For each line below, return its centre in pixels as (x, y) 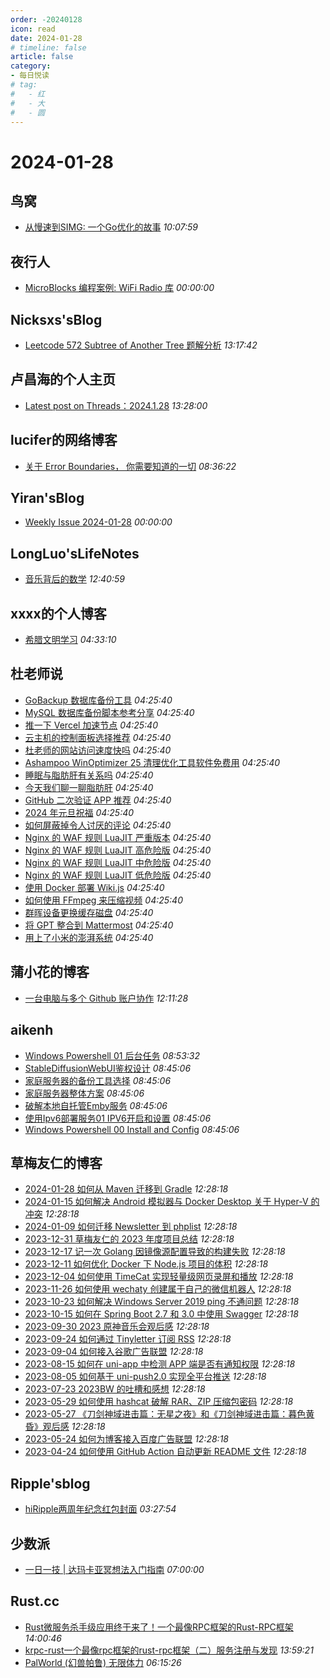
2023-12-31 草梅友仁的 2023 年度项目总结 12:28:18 (129, 1239)
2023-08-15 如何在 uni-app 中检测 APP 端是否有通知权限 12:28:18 (160, 1364)
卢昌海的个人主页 (63, 379)
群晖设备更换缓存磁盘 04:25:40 (89, 912)
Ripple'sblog (50, 1483)
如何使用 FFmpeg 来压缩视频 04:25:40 (103, 900)
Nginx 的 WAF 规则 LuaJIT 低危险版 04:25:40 (118, 875)
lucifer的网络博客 (64, 440)
